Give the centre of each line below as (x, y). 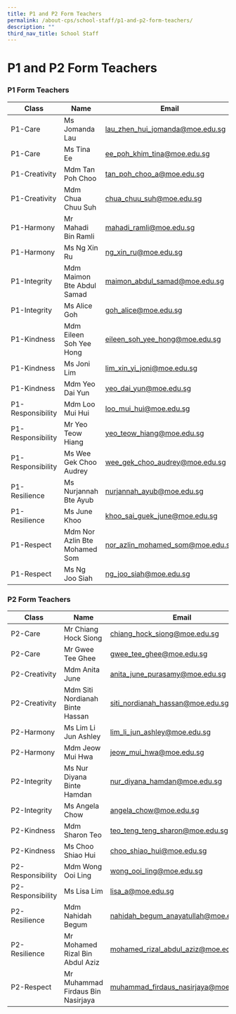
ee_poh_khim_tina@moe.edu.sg (157, 153)
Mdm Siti (78, 690)
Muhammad (84, 983)
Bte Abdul (80, 285)
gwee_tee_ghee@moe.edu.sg (159, 654)
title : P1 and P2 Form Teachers (54, 14)
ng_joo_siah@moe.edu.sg (148, 574)
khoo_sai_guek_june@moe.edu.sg (161, 515)
